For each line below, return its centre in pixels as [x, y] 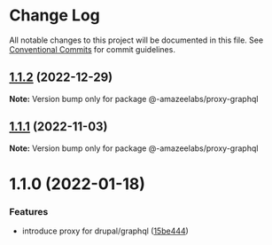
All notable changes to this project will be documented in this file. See [136, 40]
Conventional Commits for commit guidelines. [92, 49]
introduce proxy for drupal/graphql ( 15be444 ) [105, 231]
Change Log [54, 16]
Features [29, 211]
